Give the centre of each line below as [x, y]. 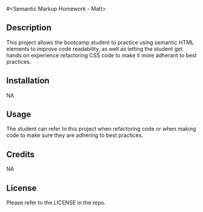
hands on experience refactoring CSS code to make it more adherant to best [101, 55]
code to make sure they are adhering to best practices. [75, 135]
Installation [28, 81]
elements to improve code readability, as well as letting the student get [95, 48]
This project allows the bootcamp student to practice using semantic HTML [100, 42]
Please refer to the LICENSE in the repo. [56, 203]
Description [29, 28]
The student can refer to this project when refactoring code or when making [101, 129]
